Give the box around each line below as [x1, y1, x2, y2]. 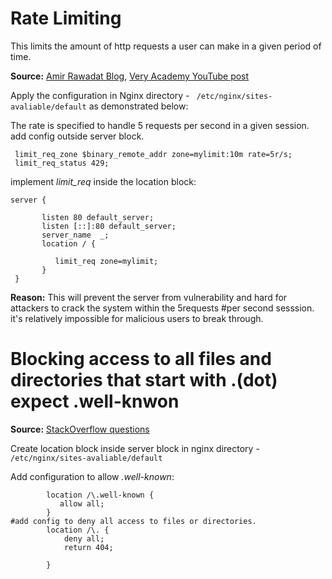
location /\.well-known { [46, 490, 155, 500]
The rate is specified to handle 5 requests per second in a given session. [10, 119, 310, 131]
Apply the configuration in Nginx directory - [10, 89, 190, 101]
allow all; [59, 498, 105, 509]
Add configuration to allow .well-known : [10, 470, 175, 482]
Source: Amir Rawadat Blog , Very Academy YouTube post [10, 70, 250, 82]
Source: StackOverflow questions [10, 423, 150, 435]
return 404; [63, 542, 114, 552]
